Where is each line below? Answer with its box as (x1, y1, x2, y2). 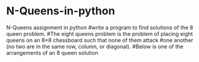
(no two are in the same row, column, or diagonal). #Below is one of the (6, 43, 184, 50)
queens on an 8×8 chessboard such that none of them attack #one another (6, 36, 194, 44)
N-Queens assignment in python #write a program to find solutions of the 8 (6, 24, 194, 31)
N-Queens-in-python (6, 4, 116, 18)
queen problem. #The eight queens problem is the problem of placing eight (6, 30, 193, 37)
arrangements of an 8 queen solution (6, 49, 98, 56)
